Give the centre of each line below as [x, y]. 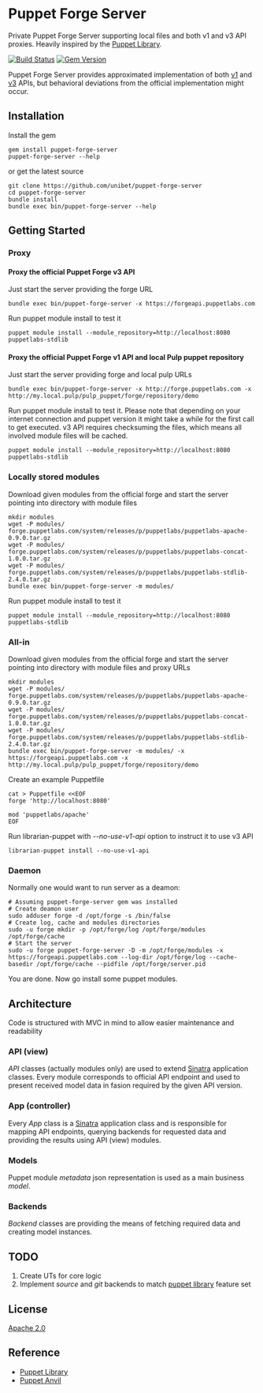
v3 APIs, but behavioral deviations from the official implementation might [126, 83]
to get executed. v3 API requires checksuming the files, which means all [125, 428]
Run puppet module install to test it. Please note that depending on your [124, 410]
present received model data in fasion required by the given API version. [125, 1085]
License [28, 1309]
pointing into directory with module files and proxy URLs [99, 668]
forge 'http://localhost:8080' [59, 801]
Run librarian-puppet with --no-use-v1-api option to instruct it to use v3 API [131, 837]
